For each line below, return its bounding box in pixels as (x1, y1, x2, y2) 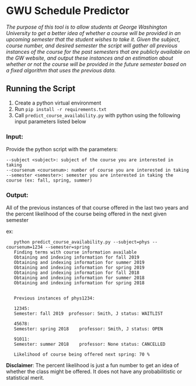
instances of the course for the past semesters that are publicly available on (6, 48, 190, 55)
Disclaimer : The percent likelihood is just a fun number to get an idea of (6, 362, 179, 369)
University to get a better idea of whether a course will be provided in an (6, 29, 181, 36)
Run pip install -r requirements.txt (14, 105, 107, 112)
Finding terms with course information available (13, 249, 137, 255)
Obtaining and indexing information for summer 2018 (13, 275, 145, 281)
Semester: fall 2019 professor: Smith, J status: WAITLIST (13, 311, 163, 317)
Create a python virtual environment (14, 99, 101, 106)
